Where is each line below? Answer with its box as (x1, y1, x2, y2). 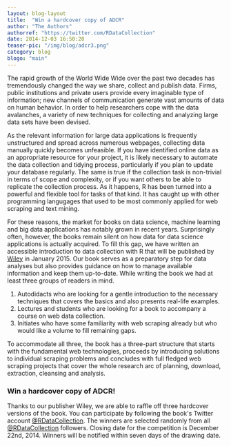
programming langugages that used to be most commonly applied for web (7, 197, 219, 205)
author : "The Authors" (7, 23, 72, 30)
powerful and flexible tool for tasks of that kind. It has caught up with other (7, 190, 219, 198)
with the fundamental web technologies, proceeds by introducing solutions (7, 347, 220, 355)
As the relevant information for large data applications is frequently (7, 131, 198, 139)
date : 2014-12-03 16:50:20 (7, 36, 85, 43)
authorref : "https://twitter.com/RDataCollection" (7, 29, 156, 37)
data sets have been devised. (7, 118, 91, 126)
